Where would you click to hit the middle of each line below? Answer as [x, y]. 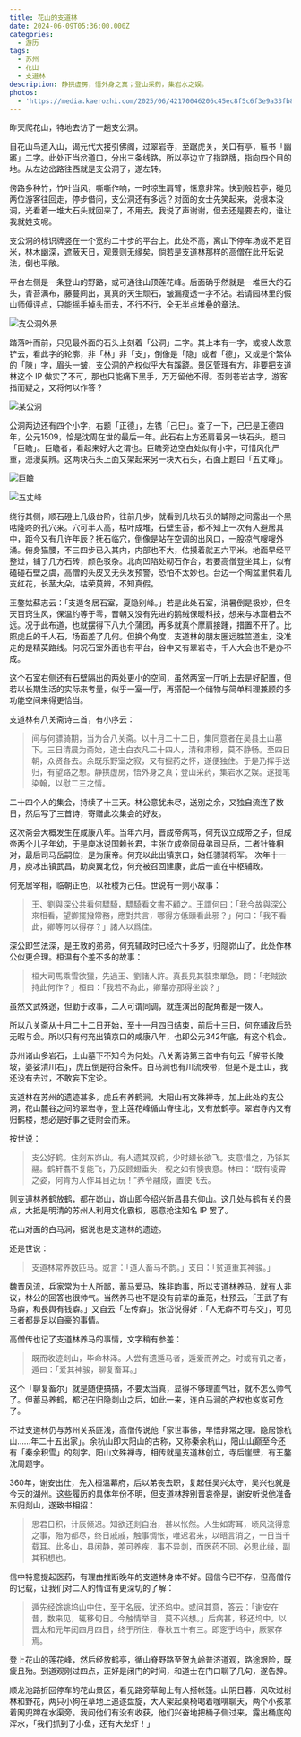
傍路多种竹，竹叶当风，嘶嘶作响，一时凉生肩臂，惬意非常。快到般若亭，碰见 [150, 188]
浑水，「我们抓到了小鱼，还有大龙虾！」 [82, 1724]
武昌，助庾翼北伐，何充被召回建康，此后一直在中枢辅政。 [162, 866]
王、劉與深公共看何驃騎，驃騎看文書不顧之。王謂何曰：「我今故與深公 [159, 904]
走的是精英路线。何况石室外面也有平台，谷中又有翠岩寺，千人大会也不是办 [146, 647]
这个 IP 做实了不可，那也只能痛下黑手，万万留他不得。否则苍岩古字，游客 [152, 377]
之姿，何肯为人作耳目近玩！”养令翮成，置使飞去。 [123, 1180]
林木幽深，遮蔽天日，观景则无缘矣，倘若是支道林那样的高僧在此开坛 [150, 252]
